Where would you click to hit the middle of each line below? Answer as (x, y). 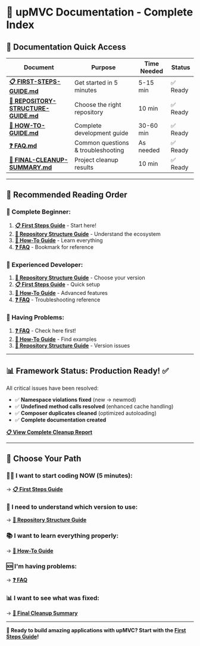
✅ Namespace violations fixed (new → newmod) (75, 400)
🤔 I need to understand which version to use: (72, 507)
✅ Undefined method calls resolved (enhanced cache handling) (94, 407)
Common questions (101, 143)
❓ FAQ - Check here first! (45, 331)
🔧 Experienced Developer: (45, 264)
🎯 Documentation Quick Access (66, 47)
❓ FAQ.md (23, 146)
